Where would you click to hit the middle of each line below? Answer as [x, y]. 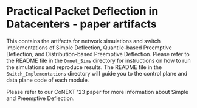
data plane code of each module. [48, 80]
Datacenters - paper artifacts [81, 24]
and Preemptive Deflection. [40, 98]
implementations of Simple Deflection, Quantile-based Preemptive [89, 48]
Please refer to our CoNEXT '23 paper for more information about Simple [97, 92]
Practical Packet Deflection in [82, 11]
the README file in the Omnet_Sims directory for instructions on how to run [99, 60]
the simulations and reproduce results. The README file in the [84, 67]
